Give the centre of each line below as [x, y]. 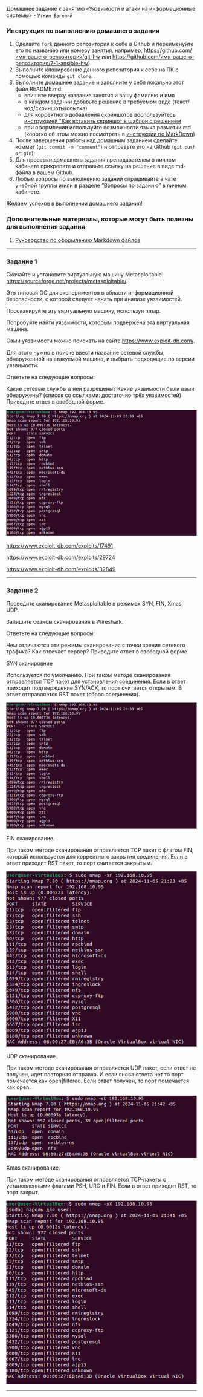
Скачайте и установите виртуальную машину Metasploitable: [85, 274]
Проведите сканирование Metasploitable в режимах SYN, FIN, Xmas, [95, 604]
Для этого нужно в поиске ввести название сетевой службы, [85, 352]
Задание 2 [22, 591]
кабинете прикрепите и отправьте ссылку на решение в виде [95, 166]
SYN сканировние [30, 663]
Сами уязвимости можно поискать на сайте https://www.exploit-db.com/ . [101, 341]
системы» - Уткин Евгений [40, 15]
